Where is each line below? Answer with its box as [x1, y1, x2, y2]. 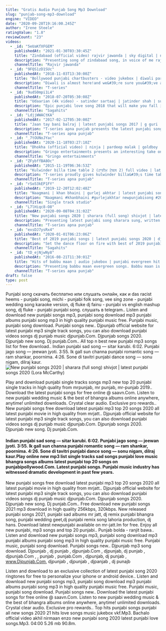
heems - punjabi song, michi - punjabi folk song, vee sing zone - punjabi [5, 296, 153, 302]
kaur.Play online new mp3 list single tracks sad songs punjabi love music [5, 453, 158, 459]
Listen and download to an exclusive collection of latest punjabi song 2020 [5, 568, 157, 574]
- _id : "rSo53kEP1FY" [10, 181, 55, 186]
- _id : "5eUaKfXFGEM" [10, 44, 55, 49]
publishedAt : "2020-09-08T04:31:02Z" [14, 209, 92, 214]
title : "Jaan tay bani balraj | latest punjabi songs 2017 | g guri [14, 122, 158, 127]
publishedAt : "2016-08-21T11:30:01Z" [14, 255, 92, 260]
